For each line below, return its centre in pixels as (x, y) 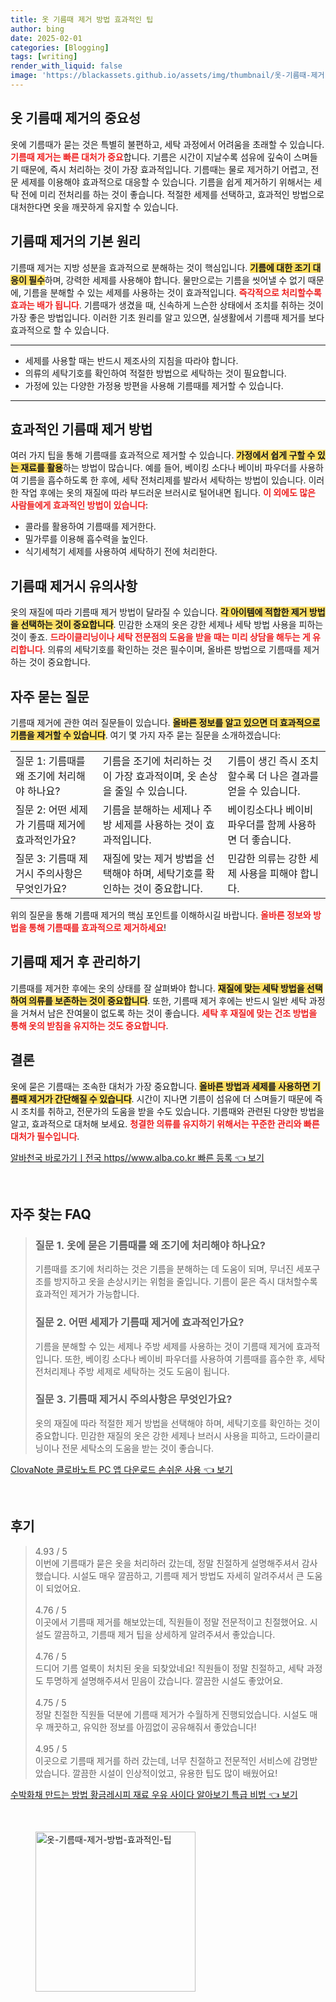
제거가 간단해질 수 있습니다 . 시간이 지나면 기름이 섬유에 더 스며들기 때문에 (170, 1098)
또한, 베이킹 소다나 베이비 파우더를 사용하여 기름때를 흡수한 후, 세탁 (195, 1358)
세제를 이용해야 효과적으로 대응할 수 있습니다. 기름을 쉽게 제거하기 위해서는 (166, 182)
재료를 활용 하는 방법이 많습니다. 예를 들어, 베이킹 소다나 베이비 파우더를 (159, 468)
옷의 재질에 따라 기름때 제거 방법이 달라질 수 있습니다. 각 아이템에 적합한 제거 (159, 612)
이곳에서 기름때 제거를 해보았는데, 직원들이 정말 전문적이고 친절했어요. (171, 1622)
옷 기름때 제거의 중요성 (76, 118)
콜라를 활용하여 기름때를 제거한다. (90, 527)
